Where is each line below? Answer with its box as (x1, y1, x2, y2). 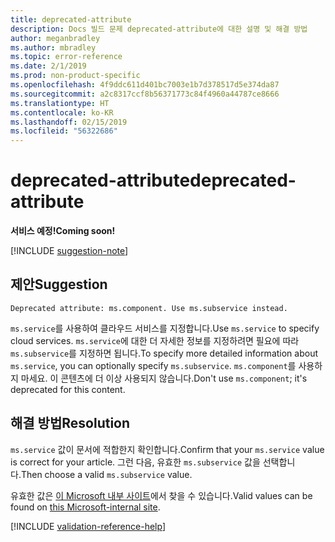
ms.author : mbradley (10, 42, 97, 53)
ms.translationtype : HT (10, 98, 110, 108)
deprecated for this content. (10, 383, 126, 395)
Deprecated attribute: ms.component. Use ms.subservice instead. (10, 303, 288, 313)
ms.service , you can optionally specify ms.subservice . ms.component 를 (10, 359, 297, 371)
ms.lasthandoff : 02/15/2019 (10, 117, 128, 127)
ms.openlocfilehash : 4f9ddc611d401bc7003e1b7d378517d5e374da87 (10, 80, 280, 90)
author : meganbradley (10, 33, 101, 43)
